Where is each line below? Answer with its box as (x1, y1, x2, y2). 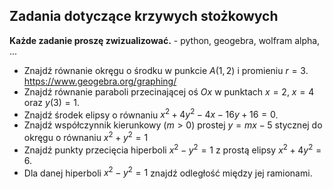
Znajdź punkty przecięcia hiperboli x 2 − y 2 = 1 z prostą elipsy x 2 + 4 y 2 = (23, 142, 322, 156)
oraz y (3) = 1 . (23, 96, 81, 108)
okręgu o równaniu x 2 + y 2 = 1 (23, 130, 149, 144)
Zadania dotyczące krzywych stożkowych (9, 8, 279, 25)
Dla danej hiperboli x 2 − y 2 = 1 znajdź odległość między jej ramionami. (23, 165, 313, 179)
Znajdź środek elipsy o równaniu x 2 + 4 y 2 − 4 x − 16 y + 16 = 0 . (23, 107, 279, 121)
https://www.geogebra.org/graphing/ (23, 75, 177, 87)
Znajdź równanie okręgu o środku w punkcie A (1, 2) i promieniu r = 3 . (23, 64, 309, 76)
